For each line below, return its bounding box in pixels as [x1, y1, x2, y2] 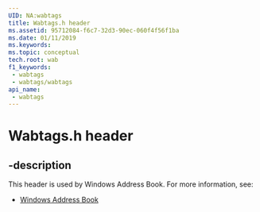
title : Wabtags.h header [8, 19, 91, 27]
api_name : [8, 85, 41, 94]
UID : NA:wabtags [8, 11, 62, 20]
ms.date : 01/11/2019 [8, 33, 77, 42]
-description [8, 158, 72, 172]
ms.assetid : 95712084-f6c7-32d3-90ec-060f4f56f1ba [8, 26, 180, 34]
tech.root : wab [8, 56, 59, 64]
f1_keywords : [8, 64, 52, 71]
